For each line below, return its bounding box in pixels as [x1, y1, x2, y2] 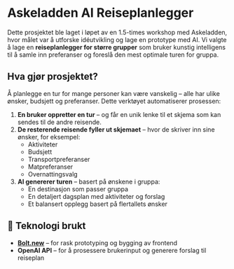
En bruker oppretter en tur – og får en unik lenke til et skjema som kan [17, 110, 221, 118]
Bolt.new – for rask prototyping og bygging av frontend [17, 238, 177, 247]
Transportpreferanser [27, 155, 90, 163]
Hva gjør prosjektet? [7, 71, 98, 83]
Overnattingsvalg [27, 170, 78, 178]
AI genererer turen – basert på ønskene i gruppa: [17, 177, 160, 186]
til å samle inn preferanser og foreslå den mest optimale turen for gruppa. [7, 50, 219, 59]
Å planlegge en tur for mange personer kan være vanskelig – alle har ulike [7, 89, 221, 97]
